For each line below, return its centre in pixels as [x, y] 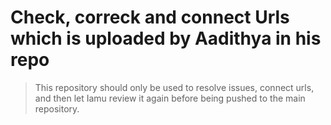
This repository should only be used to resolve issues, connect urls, [174, 87]
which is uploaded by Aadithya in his [166, 38]
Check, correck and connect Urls [150, 17]
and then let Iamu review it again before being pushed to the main [170, 98]
